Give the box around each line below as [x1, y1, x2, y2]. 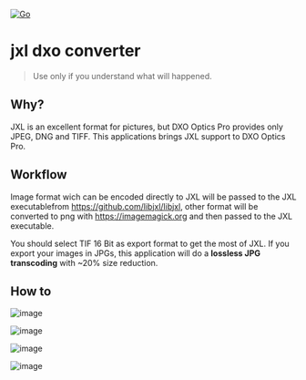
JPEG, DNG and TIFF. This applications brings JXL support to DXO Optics [10, 130, 286, 141]
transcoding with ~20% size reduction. [10, 257, 158, 268]
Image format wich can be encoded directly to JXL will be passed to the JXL [10, 191, 297, 202]
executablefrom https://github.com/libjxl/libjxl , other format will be [10, 200, 259, 211]
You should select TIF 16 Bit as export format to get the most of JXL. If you [10, 238, 290, 249]
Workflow [10, 167, 67, 182]
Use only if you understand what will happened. [32, 70, 212, 81]
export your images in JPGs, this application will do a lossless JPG [10, 247, 261, 259]
